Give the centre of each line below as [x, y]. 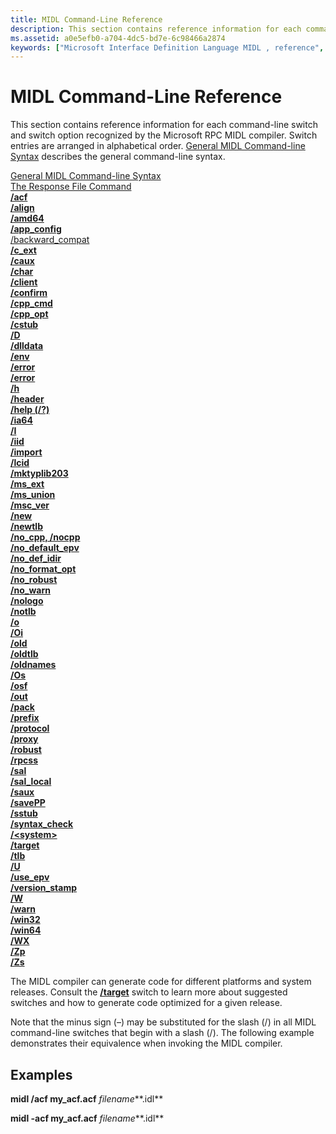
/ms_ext [27, 484]
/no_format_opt [43, 569]
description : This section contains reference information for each [156, 29]
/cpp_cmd [31, 303]
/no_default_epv [45, 548]
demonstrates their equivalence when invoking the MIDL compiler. [146, 1043]
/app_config [36, 229]
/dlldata [27, 346]
